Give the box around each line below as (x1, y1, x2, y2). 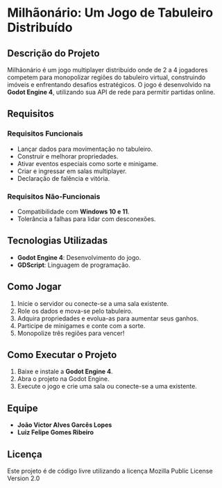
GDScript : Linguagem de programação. (17, 261, 130, 269)
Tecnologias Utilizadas (7, 235, 108, 247)
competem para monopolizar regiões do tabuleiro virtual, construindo (7, 73, 206, 81)
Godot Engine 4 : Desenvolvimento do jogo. (17, 253, 142, 261)
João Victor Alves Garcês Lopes (17, 421, 112, 429)
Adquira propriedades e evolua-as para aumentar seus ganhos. (17, 314, 199, 323)
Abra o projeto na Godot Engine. (17, 375, 110, 383)
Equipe (7, 402, 38, 414)
